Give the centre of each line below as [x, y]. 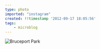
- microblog [26, 28]
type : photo [17, 9]
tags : [10, 23]
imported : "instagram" [28, 14]
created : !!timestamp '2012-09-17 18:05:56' [50, 18]
